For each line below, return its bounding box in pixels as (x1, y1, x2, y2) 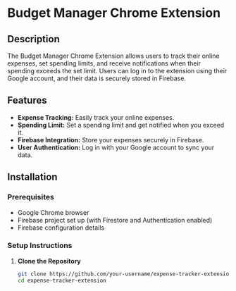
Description (7, 33, 60, 45)
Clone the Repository (17, 256, 81, 265)
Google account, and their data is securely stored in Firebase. (7, 74, 187, 82)
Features (7, 94, 47, 106)
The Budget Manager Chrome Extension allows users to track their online (7, 51, 220, 60)
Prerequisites (7, 192, 54, 202)
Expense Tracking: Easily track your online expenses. (17, 113, 175, 121)
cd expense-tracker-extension (17, 277, 107, 284)
